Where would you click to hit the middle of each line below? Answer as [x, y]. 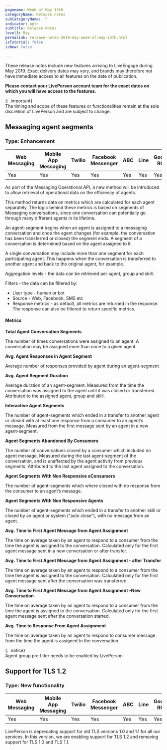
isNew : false [19, 47]
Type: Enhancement [30, 141]
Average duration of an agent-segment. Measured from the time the [75, 385]
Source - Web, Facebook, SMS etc [48, 298]
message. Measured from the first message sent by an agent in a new [77, 426]
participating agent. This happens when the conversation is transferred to [81, 259]
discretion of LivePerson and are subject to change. [58, 111]
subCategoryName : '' [27, 19]
